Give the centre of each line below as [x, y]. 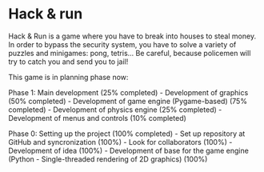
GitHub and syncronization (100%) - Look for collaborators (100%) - [120, 142]
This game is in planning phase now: [68, 77]
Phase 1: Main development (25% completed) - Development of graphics [128, 92]
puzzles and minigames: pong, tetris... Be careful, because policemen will [130, 53]
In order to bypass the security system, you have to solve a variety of [122, 44]
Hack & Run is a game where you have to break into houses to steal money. [132, 36]
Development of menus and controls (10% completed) [97, 118]
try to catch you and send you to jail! [68, 62]
